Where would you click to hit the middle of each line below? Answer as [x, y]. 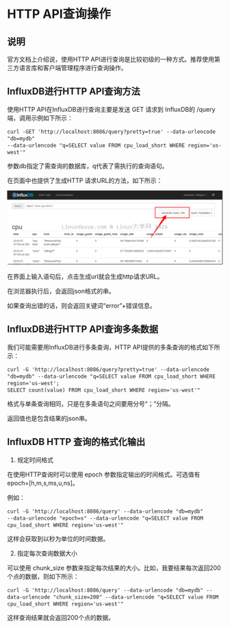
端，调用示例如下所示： [40, 118]
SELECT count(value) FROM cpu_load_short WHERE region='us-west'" [104, 390]
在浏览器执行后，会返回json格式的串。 [61, 291]
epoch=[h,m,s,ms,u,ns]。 [43, 483]
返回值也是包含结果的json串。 [49, 418]
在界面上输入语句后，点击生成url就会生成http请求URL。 [85, 277]
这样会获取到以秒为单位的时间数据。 [58, 538]
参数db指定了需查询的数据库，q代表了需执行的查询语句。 [88, 166]
